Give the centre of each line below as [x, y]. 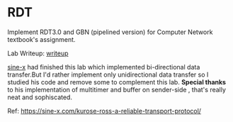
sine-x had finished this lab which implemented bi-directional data [104, 67]
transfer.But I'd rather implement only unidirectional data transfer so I [108, 74]
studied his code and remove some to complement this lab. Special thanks [117, 82]
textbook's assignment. [41, 39]
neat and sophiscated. [40, 97]
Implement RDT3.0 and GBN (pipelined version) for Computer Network [110, 32]
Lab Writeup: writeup [38, 53]
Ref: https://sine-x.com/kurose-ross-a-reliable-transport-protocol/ [104, 111]
